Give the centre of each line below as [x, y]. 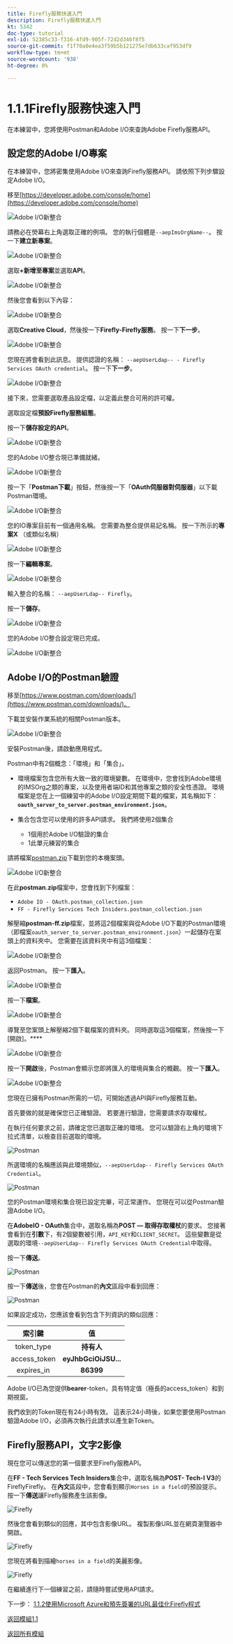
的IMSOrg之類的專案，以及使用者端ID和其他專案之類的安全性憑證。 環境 [121, 787]
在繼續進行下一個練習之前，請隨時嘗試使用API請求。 [83, 1589]
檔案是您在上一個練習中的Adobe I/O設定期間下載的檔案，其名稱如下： [118, 796]
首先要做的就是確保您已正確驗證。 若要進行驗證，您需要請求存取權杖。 [109, 1113]
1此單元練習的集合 [54, 843]
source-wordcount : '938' [43, 59]
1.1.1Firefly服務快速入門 [74, 108]
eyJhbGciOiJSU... [92, 1359]
